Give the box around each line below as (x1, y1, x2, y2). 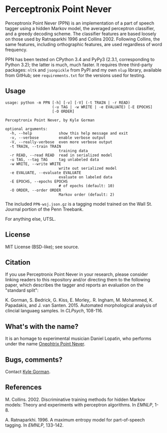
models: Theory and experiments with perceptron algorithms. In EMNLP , (5, 401, 154, 407)
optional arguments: (5, 126, 48, 131)
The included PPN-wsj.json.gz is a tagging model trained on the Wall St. (5, 201, 153, 207)
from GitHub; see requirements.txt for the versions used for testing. (5, 72, 146, 78)
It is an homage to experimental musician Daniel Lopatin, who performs (5, 335, 152, 341)
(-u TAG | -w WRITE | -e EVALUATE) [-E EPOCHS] (52, 104, 153, 110)
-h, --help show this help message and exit (9, 131, 128, 136)
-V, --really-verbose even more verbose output (9, 139, 113, 145)
